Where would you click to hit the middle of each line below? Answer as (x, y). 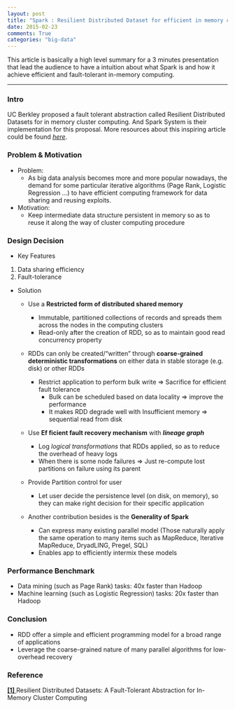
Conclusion (27, 619)
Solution (29, 291)
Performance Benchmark (51, 570)
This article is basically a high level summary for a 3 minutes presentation (113, 60)
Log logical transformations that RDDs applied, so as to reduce (129, 446)
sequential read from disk (85, 419)
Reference (25, 675)
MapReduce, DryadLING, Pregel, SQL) (93, 545)
